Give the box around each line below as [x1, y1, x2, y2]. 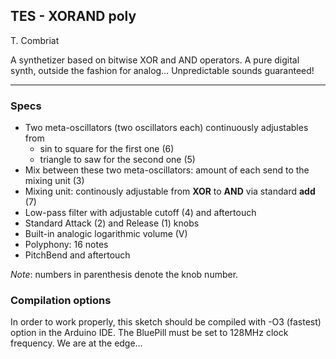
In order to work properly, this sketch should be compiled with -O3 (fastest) [10, 316, 322, 328]
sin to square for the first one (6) [39, 143, 175, 155]
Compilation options [10, 294, 112, 308]
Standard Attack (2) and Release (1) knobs [24, 217, 200, 229]
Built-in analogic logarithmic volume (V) [24, 228, 188, 240]
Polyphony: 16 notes [24, 239, 109, 251]
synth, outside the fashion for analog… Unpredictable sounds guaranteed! [10, 64, 315, 76]
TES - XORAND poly [10, 8, 137, 25]
